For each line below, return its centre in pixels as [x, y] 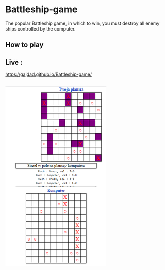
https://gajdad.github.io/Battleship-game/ [49, 74]
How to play [24, 45]
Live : [14, 62]
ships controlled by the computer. [40, 28]
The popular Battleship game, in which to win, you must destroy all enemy [82, 23]
